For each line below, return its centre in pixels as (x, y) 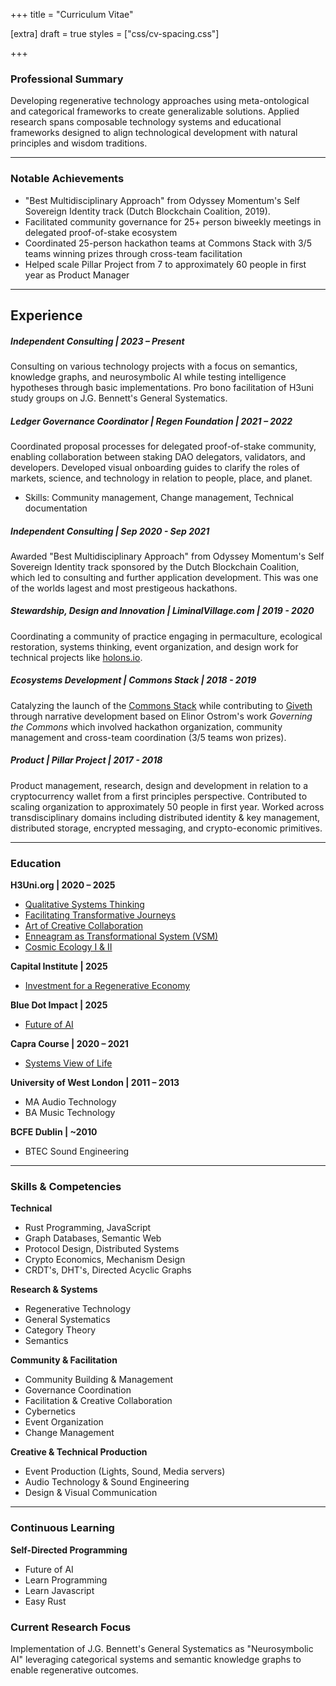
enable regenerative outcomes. (74, 1670)
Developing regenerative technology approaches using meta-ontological (160, 101)
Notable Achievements (67, 179)
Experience (46, 315)
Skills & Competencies (66, 1187)
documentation (56, 508)
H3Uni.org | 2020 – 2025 (63, 885)
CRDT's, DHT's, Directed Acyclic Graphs (108, 1270)
